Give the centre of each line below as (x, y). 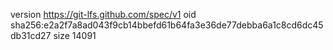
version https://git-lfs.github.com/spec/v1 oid (103, 14)
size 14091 (75, 35)
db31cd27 (31, 35)
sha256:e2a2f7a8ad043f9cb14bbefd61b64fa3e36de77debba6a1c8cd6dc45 (167, 25)
